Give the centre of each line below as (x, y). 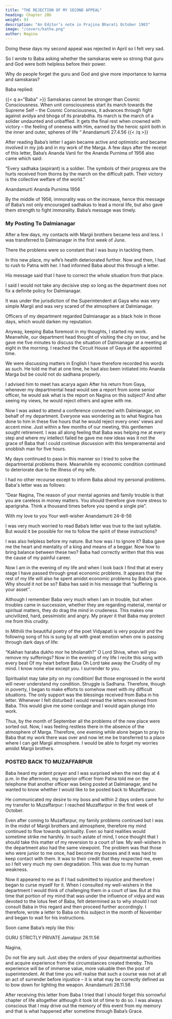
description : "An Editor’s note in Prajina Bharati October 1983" (78, 24)
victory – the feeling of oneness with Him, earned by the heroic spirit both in (86, 127)
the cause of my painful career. (38, 558)
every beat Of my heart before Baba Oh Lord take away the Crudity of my (83, 663)
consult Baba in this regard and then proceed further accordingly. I (76, 906)
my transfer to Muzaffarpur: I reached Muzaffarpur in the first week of (79, 805)
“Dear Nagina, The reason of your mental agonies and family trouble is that (85, 495)
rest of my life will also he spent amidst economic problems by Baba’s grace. (86, 579)
